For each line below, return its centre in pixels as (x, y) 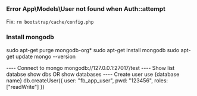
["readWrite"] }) (25, 87)
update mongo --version (46, 56)
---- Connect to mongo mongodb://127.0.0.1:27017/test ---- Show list (90, 68)
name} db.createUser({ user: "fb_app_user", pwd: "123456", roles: (87, 80)
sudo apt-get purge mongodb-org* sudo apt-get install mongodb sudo (93, 50)
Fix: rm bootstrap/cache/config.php (50, 22)
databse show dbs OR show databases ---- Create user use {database (93, 74)
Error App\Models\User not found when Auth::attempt (86, 9)
